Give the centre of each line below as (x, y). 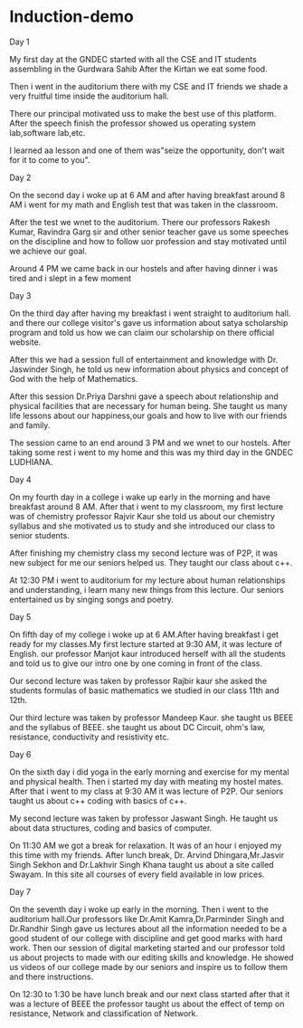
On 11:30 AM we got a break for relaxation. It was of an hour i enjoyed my (146, 845)
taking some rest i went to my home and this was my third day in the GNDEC (151, 452)
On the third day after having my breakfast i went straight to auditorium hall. (150, 313)
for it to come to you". (50, 159)
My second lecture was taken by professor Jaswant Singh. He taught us (144, 818)
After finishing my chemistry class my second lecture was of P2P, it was (144, 553)
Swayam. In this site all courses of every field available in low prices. (137, 874)
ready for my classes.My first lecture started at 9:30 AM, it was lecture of (146, 643)
